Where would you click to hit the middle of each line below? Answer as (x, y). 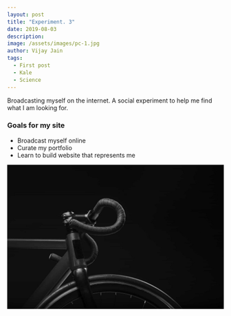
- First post (32, 65)
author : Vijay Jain (35, 51)
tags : (15, 59)
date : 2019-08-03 (32, 29)
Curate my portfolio (44, 147)
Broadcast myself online (51, 140)
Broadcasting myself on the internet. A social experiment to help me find (110, 101)
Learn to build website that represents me (76, 155)
